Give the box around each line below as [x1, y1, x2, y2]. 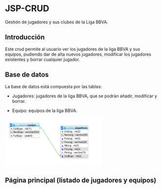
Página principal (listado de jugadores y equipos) [5, 176, 157, 184]
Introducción [5, 33, 45, 41]
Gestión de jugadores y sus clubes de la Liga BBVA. [5, 19, 108, 25]
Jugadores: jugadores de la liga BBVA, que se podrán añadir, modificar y [12, 93, 158, 99]
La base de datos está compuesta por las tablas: [5, 83, 102, 89]
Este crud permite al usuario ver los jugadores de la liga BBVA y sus [5, 46, 141, 52]
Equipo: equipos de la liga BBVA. [12, 108, 78, 113]
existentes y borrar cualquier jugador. [5, 57, 80, 62]
